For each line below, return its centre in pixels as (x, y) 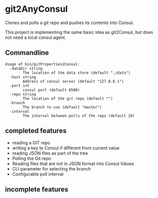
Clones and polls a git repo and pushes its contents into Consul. (69, 23)
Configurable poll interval (38, 174)
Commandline (27, 53)
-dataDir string (26, 68)
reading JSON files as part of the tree (50, 153)
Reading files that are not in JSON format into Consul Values (73, 164)
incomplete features (37, 189)
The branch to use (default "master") (62, 107)
